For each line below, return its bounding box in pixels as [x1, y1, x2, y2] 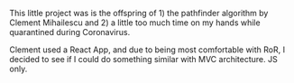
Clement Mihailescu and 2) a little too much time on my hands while [9, 17, 261, 28]
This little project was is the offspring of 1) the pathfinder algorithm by [9, 8, 269, 18]
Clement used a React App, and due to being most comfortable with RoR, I [9, 44, 286, 55]
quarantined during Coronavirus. [9, 27, 131, 37]
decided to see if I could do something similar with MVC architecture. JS [9, 54, 278, 64]
